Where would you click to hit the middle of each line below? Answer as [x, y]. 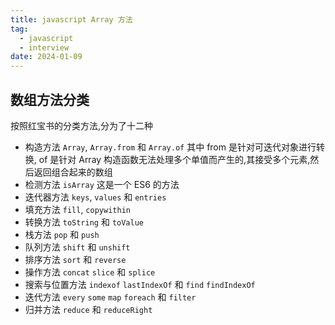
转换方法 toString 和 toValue [84, 222]
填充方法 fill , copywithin [77, 209]
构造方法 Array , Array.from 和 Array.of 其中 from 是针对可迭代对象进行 [170, 147]
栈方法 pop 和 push [62, 234]
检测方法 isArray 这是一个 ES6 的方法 [102, 184]
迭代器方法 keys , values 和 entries [95, 197]
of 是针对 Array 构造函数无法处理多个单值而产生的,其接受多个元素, [174, 159]
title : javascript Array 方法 [71, 19]
